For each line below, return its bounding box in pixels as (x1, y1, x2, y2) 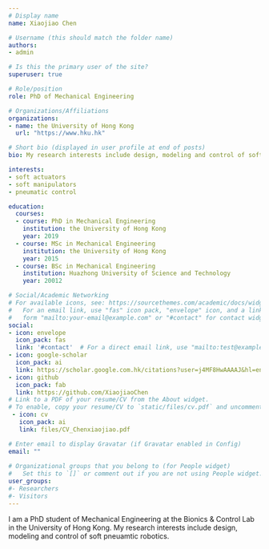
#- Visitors (8, 492, 48, 500)
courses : (15, 210, 45, 218)
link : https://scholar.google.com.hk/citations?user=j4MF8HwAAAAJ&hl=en (15, 365, 263, 373)
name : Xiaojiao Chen (8, 19, 78, 27)
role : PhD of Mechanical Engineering (8, 92, 134, 100)
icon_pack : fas (15, 336, 66, 345)
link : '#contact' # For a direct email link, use (15, 344, 188, 352)
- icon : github (8, 373, 59, 381)
